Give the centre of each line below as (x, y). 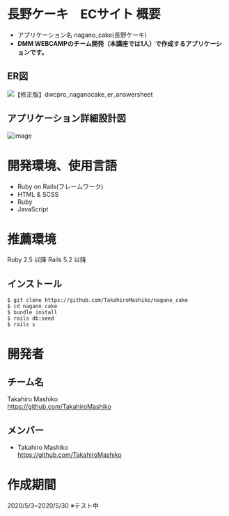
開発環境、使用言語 (62, 166)
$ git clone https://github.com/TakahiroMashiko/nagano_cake (98, 300)
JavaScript (33, 209)
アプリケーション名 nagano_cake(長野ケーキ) (82, 35)
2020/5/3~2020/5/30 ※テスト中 (53, 506)
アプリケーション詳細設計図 (67, 119)
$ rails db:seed (31, 319)
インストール (35, 283)
